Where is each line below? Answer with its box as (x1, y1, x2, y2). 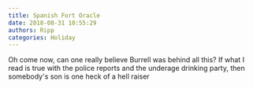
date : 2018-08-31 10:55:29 (8, 19, 97, 27)
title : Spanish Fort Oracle (8, 11, 101, 20)
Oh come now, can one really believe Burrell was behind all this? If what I (8, 55, 245, 65)
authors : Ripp (8, 26, 55, 34)
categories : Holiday (8, 33, 76, 42)
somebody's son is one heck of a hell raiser (8, 72, 150, 81)
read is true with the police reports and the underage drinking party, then (8, 64, 246, 73)
